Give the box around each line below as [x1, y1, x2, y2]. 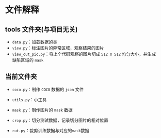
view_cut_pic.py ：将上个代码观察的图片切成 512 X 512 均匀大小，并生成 [12, 51, 156, 57]
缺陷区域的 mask [12, 57, 44, 63]
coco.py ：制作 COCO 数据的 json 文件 [12, 86, 84, 92]
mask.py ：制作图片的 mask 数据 [12, 107, 73, 113]
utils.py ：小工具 [12, 96, 47, 102]
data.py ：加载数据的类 [12, 39, 57, 45]
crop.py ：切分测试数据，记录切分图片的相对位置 [12, 117, 108, 123]
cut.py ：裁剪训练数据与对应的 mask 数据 [12, 127, 90, 133]
